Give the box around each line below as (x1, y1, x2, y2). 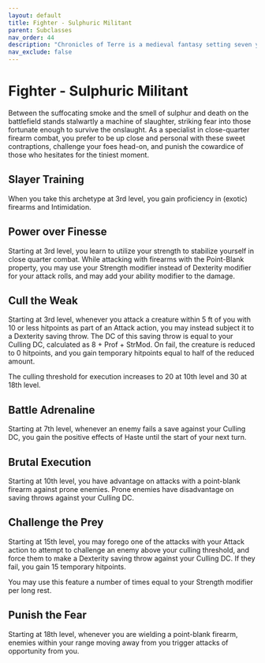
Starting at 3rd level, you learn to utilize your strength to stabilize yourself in (8, 246, 255, 255)
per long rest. (8, 585, 52, 595)
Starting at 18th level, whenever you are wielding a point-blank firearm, (8, 629, 238, 639)
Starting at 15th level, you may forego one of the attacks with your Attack (8, 537, 245, 546)
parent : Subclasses (8, 26, 73, 34)
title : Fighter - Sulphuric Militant (8, 19, 132, 27)
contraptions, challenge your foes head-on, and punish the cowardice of (8, 141, 244, 151)
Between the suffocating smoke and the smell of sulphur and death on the (8, 108, 249, 117)
